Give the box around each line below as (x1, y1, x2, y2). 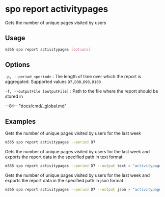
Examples (5, 117, 36, 126)
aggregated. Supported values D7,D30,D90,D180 (5, 79, 101, 84)
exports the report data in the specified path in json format (5, 178, 124, 183)
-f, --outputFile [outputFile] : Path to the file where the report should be (5, 88, 159, 94)
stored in (5, 93, 23, 99)
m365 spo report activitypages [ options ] (5, 47, 91, 52)
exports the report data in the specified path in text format (5, 154, 123, 160)
